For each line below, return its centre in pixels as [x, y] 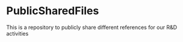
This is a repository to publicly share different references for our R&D [92, 27]
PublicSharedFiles [53, 11]
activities [17, 33]
